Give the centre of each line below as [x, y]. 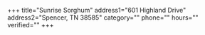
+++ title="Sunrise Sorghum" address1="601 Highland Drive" [97, 10]
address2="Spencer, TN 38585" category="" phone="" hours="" [103, 17]
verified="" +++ [31, 25]
